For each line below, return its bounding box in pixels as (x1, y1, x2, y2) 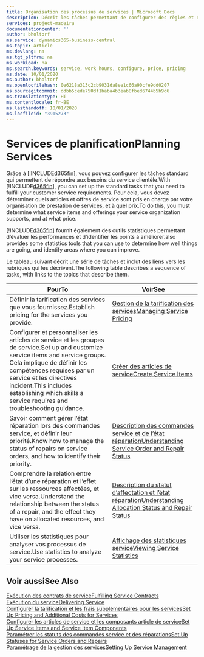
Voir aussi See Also (6, 576, 79, 586)
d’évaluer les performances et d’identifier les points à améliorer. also (6, 233, 176, 241)
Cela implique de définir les (9, 359, 87, 367)
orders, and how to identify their (9, 452, 101, 461)
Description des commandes (112, 422, 194, 430)
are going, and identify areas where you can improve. (6, 246, 140, 253)
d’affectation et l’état (112, 489, 171, 497)
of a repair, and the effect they (9, 507, 96, 516)
